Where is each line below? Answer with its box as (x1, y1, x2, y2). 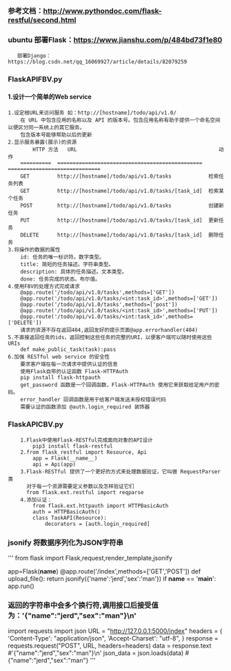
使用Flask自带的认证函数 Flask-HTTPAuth (20, 368, 128, 375)
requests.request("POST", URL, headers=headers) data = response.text (8, 641, 212, 650)
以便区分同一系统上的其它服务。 (8, 124, 86, 131)
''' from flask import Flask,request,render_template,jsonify (8, 554, 173, 562)
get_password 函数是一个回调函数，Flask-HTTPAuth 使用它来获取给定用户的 (20, 381, 214, 388)
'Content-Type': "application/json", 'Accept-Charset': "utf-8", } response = (8, 634, 219, 643)
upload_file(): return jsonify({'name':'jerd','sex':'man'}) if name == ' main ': (8, 574, 217, 583)
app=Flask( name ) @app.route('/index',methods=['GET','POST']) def (8, 567, 201, 575)
